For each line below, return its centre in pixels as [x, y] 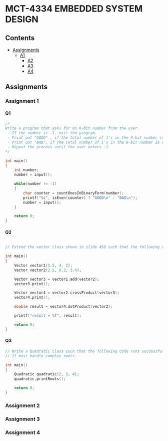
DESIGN [22, 19]
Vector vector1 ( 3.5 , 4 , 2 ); [43, 265]
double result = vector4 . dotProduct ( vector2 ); [63, 307]
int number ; [26, 170]
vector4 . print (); [32, 298]
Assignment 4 [23, 432]
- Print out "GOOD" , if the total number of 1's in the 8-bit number [82, 138]
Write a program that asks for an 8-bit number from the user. [72, 128]
